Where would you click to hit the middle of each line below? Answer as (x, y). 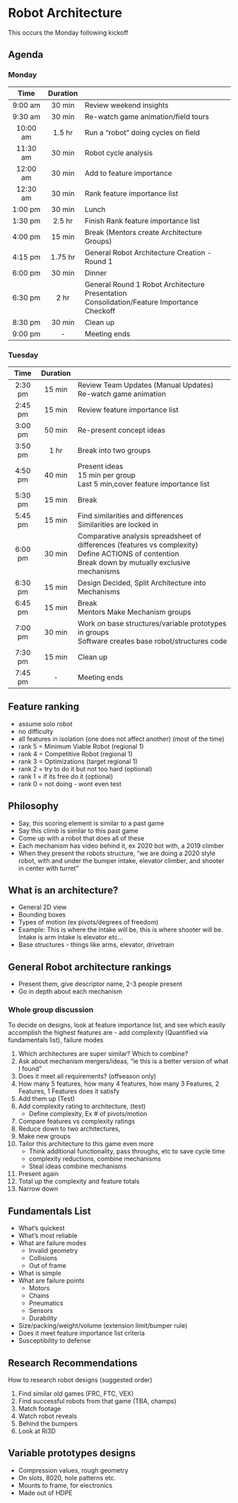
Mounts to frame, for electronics (65, 1485)
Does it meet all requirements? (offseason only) (87, 1076)
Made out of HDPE (45, 1492)
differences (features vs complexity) (138, 545)
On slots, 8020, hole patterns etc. (67, 1478)
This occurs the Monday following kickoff (68, 32)
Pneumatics (46, 1303)
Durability (43, 1318)
